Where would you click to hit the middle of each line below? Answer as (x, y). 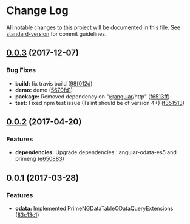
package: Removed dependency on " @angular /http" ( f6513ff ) (92, 96)
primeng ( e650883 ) (40, 159)
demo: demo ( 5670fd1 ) (44, 90)
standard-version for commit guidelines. (56, 33)
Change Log (37, 11)
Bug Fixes (21, 70)
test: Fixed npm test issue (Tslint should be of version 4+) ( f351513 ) (100, 103)
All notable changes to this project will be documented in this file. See (93, 27)
